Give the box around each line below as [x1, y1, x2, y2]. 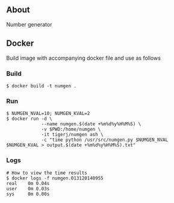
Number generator [6, 20, 52, 28]
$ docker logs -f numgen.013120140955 [6, 175, 104, 181]
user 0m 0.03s [6, 186, 50, 192]
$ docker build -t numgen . [6, 83, 77, 89]
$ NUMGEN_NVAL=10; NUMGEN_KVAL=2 [6, 111, 90, 117]
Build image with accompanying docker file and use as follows [6, 54, 161, 61]
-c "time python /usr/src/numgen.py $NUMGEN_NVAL [41, 137, 169, 143]
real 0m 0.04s [6, 180, 50, 186]
